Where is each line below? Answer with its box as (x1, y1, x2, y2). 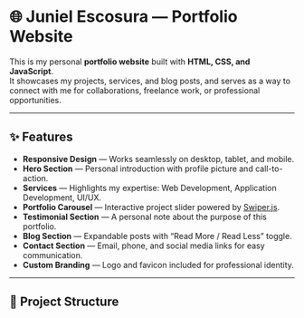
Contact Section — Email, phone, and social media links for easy (22, 240, 265, 251)
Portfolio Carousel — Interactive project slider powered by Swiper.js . (22, 201, 280, 212)
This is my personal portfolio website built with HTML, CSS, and (9, 56, 251, 67)
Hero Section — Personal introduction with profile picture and (22, 163, 253, 174)
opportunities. (9, 94, 62, 105)
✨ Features (9, 130, 73, 145)
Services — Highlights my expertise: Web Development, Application (22, 182, 278, 193)
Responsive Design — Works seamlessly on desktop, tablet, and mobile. (22, 153, 295, 164)
